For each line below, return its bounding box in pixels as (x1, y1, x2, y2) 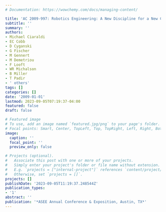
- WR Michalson (5, 67, 37, 72)
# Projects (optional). (5, 154, 54, 159)
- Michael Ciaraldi (5, 35, 45, 40)
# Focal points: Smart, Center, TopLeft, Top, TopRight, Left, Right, (5, 126, 154, 131)
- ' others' (5, 81, 30, 85)
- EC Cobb (5, 39, 26, 44)
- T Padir (5, 76, 26, 81)
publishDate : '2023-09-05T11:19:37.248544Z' (5, 181, 98, 186)
